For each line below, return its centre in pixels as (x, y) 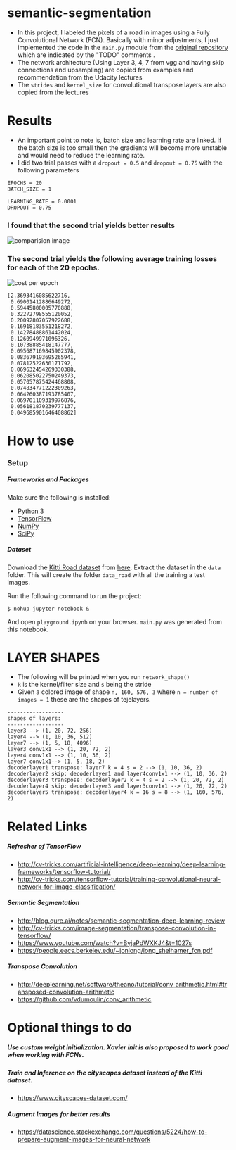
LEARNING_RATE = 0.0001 (42, 201)
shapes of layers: (34, 719)
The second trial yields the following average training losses (112, 259)
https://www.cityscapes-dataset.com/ (72, 1098)
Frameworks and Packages (48, 479)
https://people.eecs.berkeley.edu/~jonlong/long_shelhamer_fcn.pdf (115, 950)
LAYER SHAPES (54, 658)
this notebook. (28, 629)
